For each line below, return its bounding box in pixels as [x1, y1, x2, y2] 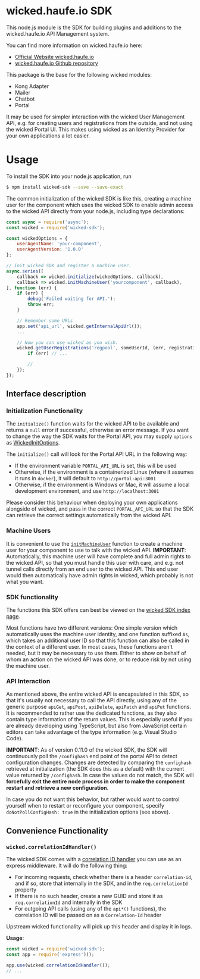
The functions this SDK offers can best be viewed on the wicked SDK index [6, 606, 190, 614]
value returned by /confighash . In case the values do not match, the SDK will [6, 772, 194, 779]
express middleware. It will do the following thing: [6, 862, 128, 869]
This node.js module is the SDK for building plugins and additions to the [6, 24, 182, 31]
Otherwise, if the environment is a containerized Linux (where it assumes [14, 468, 194, 476]
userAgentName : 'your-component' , [17, 241, 102, 247]
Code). [6, 735, 23, 742]
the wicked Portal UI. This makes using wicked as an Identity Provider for [6, 126, 186, 133]
